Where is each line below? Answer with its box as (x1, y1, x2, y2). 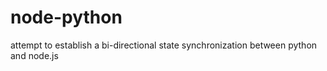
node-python (10, 6, 123, 29)
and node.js (10, 49, 59, 61)
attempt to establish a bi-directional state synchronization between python (10, 39, 318, 51)
